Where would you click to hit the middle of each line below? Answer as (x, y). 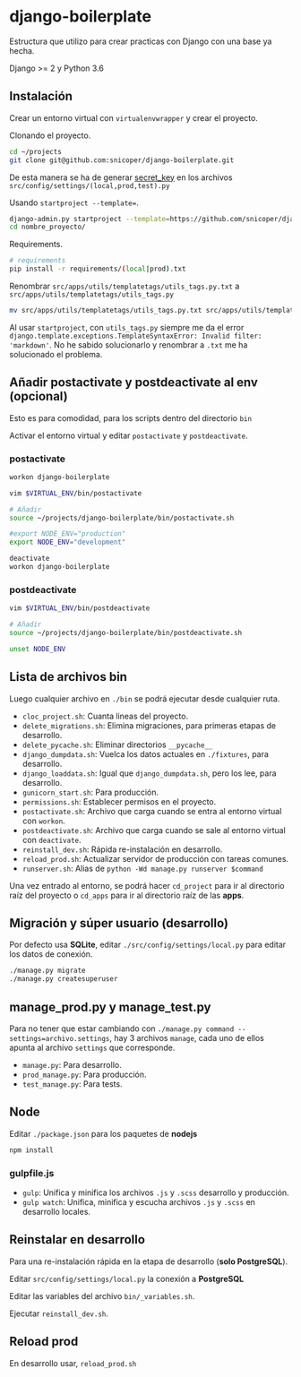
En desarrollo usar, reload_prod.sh (73, 1363)
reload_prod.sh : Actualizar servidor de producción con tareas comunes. (155, 858)
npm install (31, 1150)
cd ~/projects (36, 151)
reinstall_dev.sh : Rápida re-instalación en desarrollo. (122, 849)
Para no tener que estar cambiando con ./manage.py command (122, 1028)
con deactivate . (52, 839)
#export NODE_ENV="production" (68, 534)
